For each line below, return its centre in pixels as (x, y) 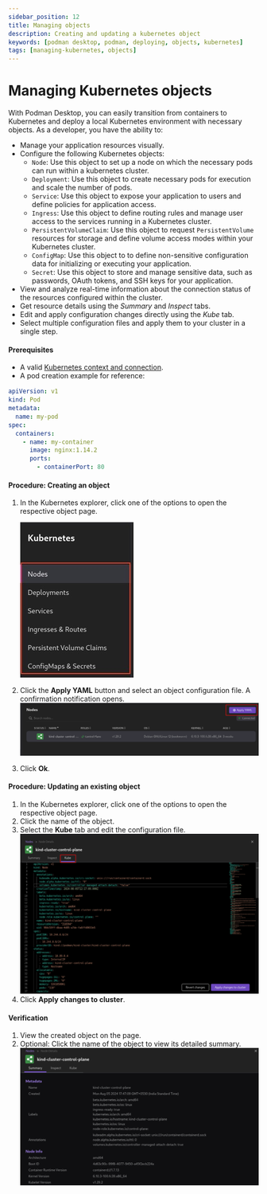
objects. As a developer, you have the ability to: (86, 130)
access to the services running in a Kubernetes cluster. (122, 221)
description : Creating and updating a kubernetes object (104, 33)
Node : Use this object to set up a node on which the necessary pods (142, 162)
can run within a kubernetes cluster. (90, 170)
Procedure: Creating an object (59, 485)
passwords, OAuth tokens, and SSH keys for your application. (132, 281)
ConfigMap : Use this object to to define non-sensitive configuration (140, 256)
